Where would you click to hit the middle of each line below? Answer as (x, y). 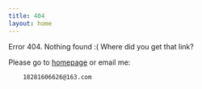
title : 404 (27, 16)
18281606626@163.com (57, 77)
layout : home (30, 23)
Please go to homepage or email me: (69, 62)
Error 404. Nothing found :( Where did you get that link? (101, 46)
